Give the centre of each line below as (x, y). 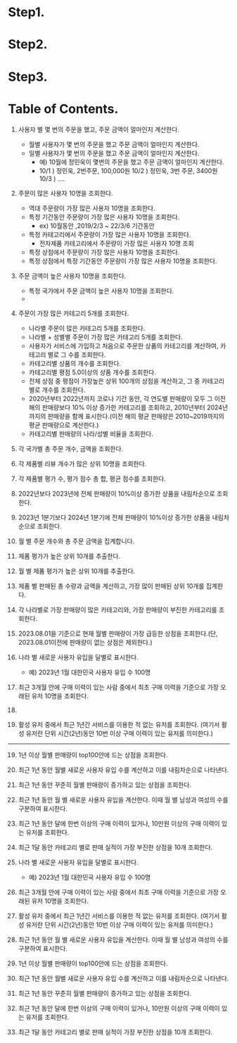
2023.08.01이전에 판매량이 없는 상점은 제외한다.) (85, 642)
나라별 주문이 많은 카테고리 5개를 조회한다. (87, 328)
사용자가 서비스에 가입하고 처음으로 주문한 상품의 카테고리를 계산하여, (123, 346)
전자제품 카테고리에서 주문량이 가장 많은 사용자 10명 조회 (116, 243)
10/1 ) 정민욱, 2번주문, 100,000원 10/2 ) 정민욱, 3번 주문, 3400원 (128, 170)
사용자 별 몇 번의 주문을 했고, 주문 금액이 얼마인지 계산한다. (99, 129)
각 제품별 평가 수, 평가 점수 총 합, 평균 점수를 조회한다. (92, 479)
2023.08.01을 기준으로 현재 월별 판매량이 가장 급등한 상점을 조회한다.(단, (118, 633)
